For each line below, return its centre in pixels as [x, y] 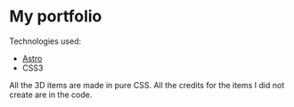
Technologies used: [45, 41]
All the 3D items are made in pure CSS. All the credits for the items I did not [147, 85]
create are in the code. [51, 95]
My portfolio [56, 16]
